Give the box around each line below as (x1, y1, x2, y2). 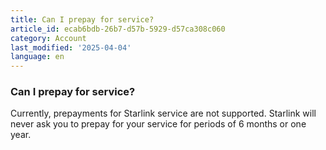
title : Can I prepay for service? (10, 14, 155, 25)
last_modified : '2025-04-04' (10, 42, 132, 53)
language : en (10, 52, 65, 62)
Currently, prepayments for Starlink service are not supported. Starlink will (10, 107, 317, 120)
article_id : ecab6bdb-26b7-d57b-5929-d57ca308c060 (10, 24, 226, 34)
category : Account (10, 33, 87, 43)
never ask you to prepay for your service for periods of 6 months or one (10, 118, 307, 130)
